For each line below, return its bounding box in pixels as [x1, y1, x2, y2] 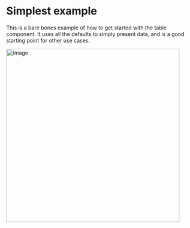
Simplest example [6, 4, 97, 18]
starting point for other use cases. [6, 37, 91, 44]
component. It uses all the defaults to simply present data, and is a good [6, 30, 185, 37]
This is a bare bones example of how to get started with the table [6, 24, 167, 31]
